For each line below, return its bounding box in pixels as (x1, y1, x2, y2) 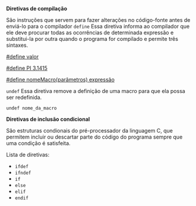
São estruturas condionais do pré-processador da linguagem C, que (6, 127, 173, 134)
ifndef (14, 170, 31, 176)
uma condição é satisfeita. (6, 140, 71, 147)
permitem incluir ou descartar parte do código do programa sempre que (6, 133, 183, 140)
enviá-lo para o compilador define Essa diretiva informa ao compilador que (6, 23, 190, 30)
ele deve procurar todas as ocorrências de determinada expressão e (6, 29, 174, 36)
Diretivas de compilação (6, 5, 67, 12)
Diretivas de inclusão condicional (6, 115, 90, 123)
